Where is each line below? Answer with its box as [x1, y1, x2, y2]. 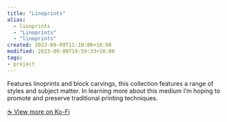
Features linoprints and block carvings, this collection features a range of [7, 79, 214, 87]
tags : [7, 55, 23, 61]
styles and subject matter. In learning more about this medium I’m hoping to [7, 87, 221, 95]
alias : [7, 16, 26, 23]
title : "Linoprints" [7, 10, 67, 17]
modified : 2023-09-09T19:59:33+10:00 [7, 48, 115, 55]
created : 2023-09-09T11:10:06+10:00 [7, 42, 112, 48]
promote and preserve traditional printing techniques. [7, 93, 158, 102]
